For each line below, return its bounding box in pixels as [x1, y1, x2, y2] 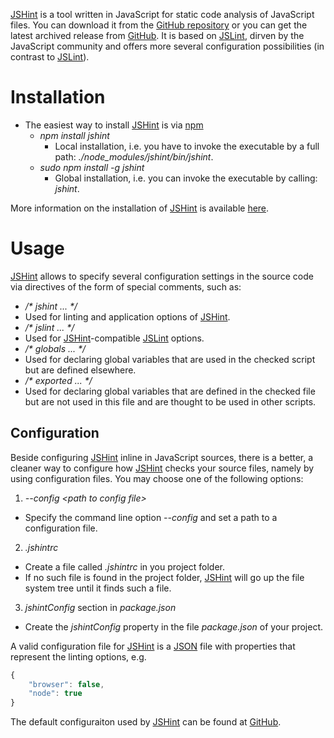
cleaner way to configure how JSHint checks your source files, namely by [10, 462, 315, 474]
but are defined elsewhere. [24, 364, 137, 376]
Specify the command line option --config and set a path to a [24, 511, 278, 523]
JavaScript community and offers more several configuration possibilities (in [10, 40, 325, 52]
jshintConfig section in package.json [24, 601, 177, 613]
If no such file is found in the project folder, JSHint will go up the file [24, 571, 305, 583]
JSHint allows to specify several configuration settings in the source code [10, 270, 314, 282]
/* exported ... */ [24, 374, 93, 386]
